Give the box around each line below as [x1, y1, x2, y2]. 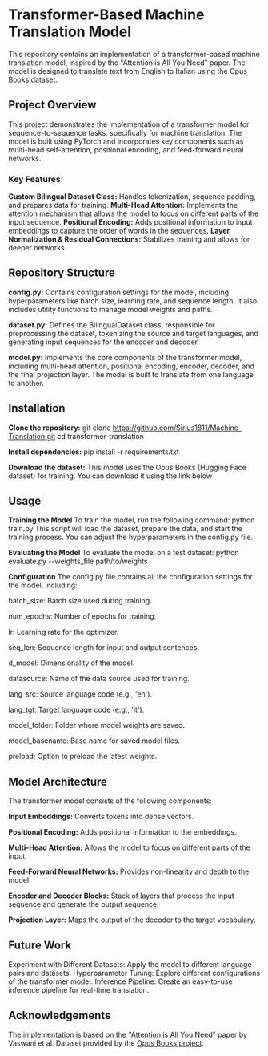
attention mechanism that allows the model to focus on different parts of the [8, 209, 259, 218]
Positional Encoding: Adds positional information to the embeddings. [8, 827, 237, 837]
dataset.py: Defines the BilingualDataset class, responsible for [8, 319, 215, 330]
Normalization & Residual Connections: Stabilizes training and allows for [8, 234, 250, 244]
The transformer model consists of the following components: [8, 796, 212, 806]
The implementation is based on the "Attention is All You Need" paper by [8, 1030, 248, 1039]
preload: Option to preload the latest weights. [8, 752, 158, 762]
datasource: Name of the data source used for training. [8, 674, 190, 684]
